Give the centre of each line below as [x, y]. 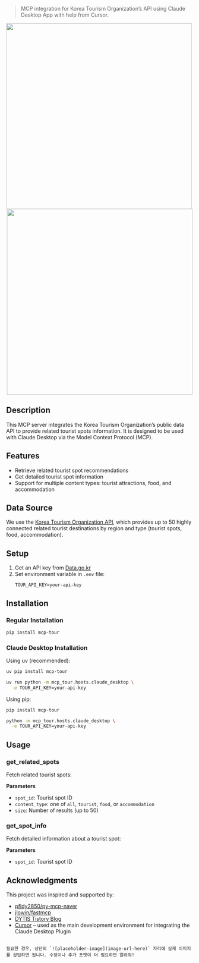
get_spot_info [26, 826]
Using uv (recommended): [38, 661]
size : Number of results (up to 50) [57, 810]
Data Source [29, 508]
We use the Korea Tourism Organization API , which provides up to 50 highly [99, 522]
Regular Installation [35, 620]
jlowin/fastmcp [33, 912]
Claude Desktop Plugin [43, 931]
